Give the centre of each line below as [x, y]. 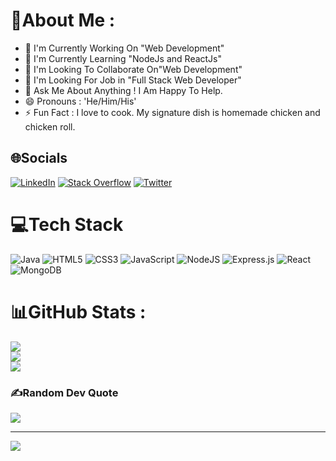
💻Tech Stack [67, 224]
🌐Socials [39, 158]
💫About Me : [63, 20]
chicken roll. [50, 126]
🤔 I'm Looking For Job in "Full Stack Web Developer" [133, 80]
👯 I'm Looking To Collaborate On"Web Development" [133, 69]
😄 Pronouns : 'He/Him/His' [80, 101]
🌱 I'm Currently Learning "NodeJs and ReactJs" [123, 58]
